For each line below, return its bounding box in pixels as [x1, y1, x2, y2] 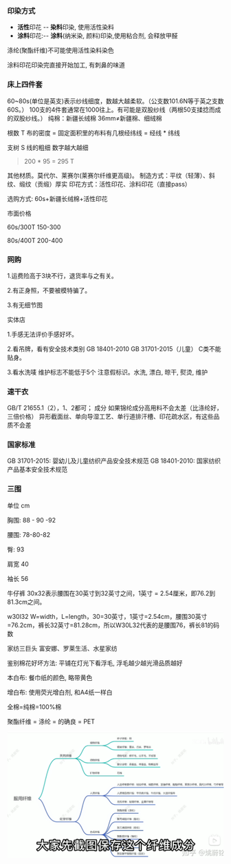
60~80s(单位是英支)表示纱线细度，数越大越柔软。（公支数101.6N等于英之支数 [7, 96, 224, 105]
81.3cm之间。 [7, 598, 46, 606]
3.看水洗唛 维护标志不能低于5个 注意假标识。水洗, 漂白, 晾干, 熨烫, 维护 [7, 368, 208, 376]
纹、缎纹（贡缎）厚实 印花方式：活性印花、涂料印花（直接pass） [7, 180, 191, 188]
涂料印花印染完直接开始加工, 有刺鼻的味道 [7, 61, 125, 70]
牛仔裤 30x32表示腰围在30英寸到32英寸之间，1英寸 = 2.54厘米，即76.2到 [7, 589, 215, 597]
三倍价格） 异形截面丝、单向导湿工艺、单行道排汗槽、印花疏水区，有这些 [7, 412, 214, 421]
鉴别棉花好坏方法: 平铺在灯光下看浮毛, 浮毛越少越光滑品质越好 [7, 659, 183, 667]
